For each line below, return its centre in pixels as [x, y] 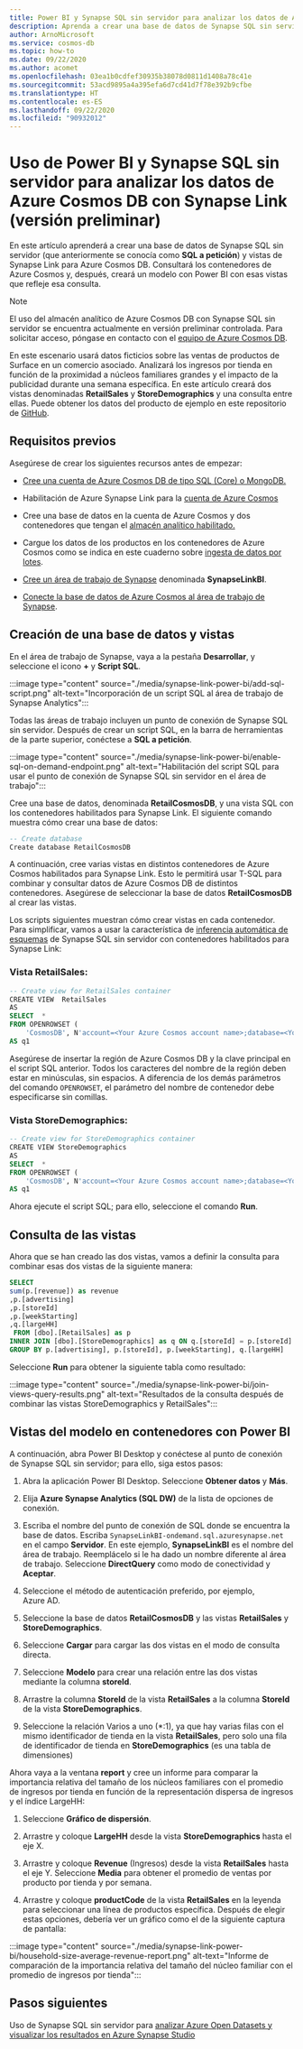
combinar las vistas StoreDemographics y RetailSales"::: [114, 1403]
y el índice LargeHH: [47, 1801]
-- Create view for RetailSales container [90, 991]
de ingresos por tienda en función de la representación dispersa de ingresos [151, 1791]
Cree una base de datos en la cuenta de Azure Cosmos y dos [136, 515]
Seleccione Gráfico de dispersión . [87, 1818]
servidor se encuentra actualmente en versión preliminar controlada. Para [146, 328]
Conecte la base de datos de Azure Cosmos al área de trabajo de [143, 596]
